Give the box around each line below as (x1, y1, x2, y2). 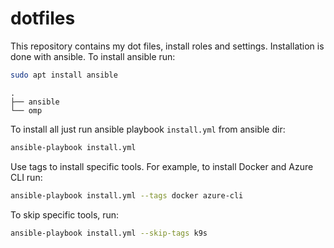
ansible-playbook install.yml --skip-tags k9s (10, 228, 208, 238)
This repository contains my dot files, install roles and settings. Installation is (10, 40, 325, 52)
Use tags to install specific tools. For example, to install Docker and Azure (10, 160, 314, 172)
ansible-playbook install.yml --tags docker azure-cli (10, 190, 244, 201)
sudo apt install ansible (10, 70, 118, 80)
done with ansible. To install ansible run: (10, 50, 176, 62)
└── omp (10, 105, 43, 116)
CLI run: (10, 171, 43, 183)
